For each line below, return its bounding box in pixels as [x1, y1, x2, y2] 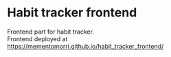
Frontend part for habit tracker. [7, 27, 95, 36]
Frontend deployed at [7, 34, 68, 43]
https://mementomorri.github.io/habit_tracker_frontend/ [7, 42, 164, 50]
